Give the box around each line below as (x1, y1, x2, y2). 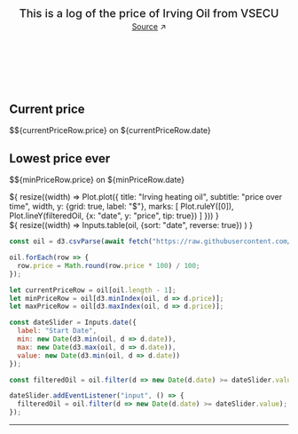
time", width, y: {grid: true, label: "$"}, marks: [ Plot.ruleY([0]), (9, 201, 234, 212)
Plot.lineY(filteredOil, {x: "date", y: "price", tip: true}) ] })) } (9, 210, 219, 221)
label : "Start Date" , (17, 327, 98, 335)
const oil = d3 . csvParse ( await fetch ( (9, 237, 153, 246)
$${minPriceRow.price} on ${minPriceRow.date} (9, 175, 185, 185)
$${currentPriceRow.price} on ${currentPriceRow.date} (9, 125, 211, 136)
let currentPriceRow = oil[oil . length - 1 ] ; (9, 286, 176, 295)
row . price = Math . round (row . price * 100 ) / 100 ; (17, 261, 200, 270)
